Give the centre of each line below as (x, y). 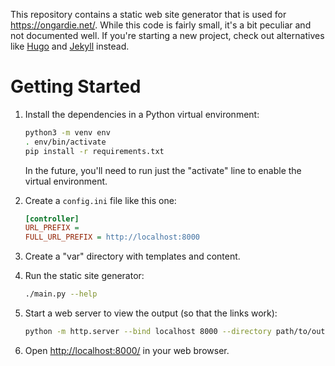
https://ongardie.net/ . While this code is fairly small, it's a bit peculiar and (161, 25)
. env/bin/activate (65, 142)
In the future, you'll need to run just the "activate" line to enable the (163, 170)
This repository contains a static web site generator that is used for (148, 14)
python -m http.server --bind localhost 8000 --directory (148, 332)
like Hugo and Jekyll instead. (70, 46)
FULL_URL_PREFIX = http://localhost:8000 (112, 237)
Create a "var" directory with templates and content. (132, 256)
